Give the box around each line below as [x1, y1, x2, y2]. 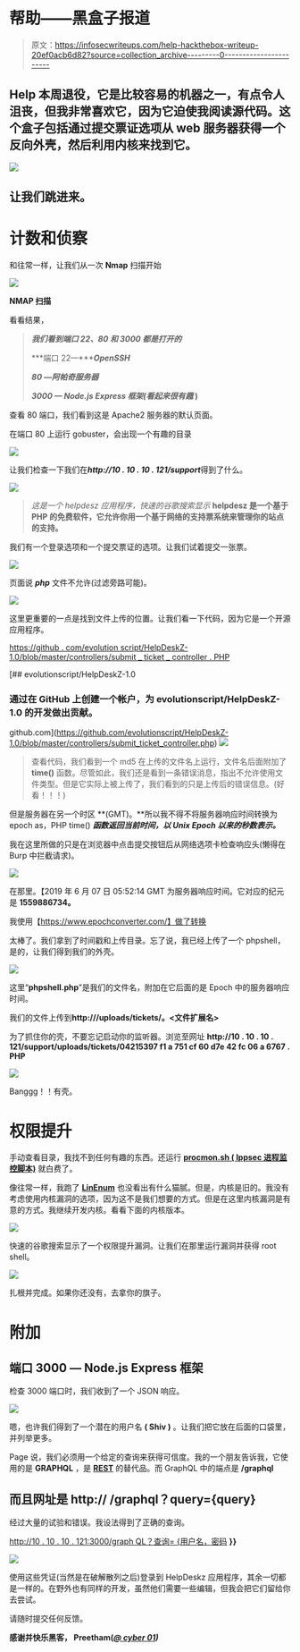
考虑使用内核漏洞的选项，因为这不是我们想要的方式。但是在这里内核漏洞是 [9, 1193, 283, 1204]
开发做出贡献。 [33, 707, 98, 718]
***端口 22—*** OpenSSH [30, 352, 131, 363]
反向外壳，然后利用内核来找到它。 [9, 138, 197, 153]
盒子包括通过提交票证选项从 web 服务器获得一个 [21, 121, 286, 136]
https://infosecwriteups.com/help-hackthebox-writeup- [54, 39, 259, 50]
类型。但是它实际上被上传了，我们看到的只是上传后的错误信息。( [38, 779, 277, 790]
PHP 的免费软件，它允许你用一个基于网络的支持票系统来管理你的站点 [30, 512, 284, 522]
